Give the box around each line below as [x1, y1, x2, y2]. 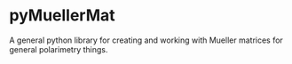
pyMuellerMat [9, 5, 115, 26]
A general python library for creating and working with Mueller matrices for [9, 35, 284, 45]
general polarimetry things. [9, 44, 108, 54]
